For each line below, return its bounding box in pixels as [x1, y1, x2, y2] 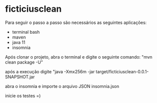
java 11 [12, 39, 25, 45]
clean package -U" [5, 59, 43, 65]
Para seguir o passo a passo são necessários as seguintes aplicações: [5, 20, 147, 25]
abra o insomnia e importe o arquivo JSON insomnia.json [5, 83, 119, 89]
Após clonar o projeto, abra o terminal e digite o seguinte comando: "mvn [5, 54, 153, 60]
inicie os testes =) [5, 93, 41, 99]
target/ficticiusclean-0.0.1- [96, 68, 149, 74]
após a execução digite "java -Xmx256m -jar [5, 68, 95, 74]
